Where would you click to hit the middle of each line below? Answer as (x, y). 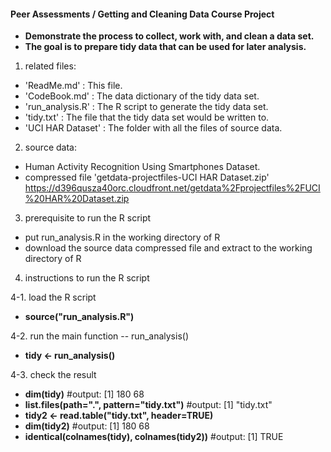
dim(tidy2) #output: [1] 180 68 (87, 426)
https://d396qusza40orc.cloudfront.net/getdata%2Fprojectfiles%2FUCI (172, 188)
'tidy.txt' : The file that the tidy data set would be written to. (147, 117)
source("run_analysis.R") (79, 317)
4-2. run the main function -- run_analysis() (99, 336)
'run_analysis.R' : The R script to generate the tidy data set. (146, 107)
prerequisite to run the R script (88, 218)
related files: (50, 66)
